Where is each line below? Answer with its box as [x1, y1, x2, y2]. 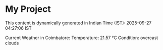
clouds [5, 40, 19, 46]
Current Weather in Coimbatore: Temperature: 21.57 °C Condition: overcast [5, 35, 159, 41]
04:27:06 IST [5, 25, 32, 31]
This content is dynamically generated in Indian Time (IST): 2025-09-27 [5, 20, 152, 26]
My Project [5, 3, 51, 15]
